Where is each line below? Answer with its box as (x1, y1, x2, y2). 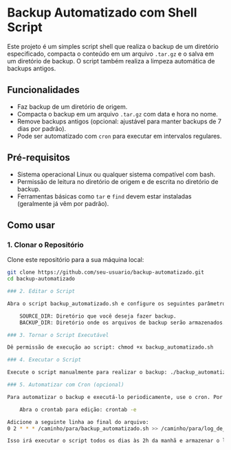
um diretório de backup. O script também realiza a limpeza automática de (7, 57, 215, 65)
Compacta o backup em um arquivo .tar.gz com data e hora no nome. (16, 110, 219, 118)
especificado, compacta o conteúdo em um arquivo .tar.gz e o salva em (7, 50, 214, 58)
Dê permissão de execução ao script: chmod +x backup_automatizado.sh (7, 344, 214, 351)
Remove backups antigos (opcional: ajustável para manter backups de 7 (16, 117, 222, 125)
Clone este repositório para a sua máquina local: (7, 256, 144, 264)
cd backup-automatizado (7, 276, 76, 283)
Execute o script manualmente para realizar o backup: (7, 369, 168, 376)
